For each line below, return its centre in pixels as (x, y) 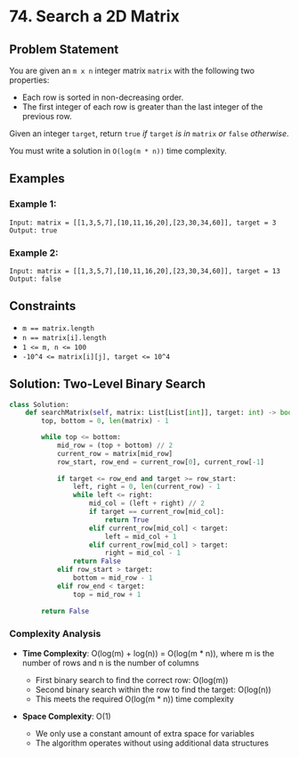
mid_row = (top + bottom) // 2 (115, 446)
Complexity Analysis (55, 634)
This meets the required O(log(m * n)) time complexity (134, 699)
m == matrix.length (58, 328)
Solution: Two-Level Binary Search (108, 384)
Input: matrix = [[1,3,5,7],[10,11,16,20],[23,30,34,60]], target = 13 (145, 271)
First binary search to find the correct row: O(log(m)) (132, 680)
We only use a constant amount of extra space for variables (145, 733)
